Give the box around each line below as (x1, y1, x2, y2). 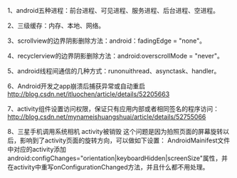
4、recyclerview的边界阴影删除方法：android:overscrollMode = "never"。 (7, 52, 224, 60)
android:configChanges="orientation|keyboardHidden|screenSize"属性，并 (7, 154, 228, 162)
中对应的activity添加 (7, 145, 66, 153)
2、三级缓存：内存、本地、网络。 (7, 21, 105, 30)
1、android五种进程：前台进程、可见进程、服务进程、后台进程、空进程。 (7, 6, 219, 14)
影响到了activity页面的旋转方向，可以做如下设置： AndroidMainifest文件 (19, 136, 231, 145)
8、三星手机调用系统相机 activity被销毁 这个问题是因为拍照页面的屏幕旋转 (7, 127, 223, 135)
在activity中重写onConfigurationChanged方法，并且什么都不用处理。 (7, 163, 209, 171)
